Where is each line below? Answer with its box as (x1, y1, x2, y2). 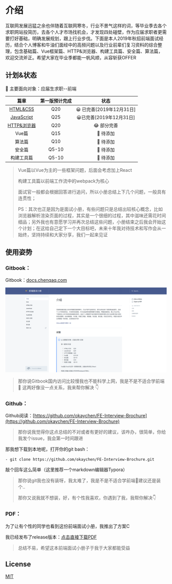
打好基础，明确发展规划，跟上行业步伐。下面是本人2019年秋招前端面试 (9, 35, 159, 41)
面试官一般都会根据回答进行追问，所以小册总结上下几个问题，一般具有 (17, 189, 166, 195)
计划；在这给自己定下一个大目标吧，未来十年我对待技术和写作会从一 (22, 225, 166, 231)
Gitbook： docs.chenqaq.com (5, 277, 68, 283)
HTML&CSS (9, 106, 34, 112)
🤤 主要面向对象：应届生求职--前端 (5, 85, 77, 92)
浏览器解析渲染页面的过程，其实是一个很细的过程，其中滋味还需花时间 (17, 212, 166, 218)
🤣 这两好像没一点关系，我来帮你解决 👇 (17, 384, 99, 390)
